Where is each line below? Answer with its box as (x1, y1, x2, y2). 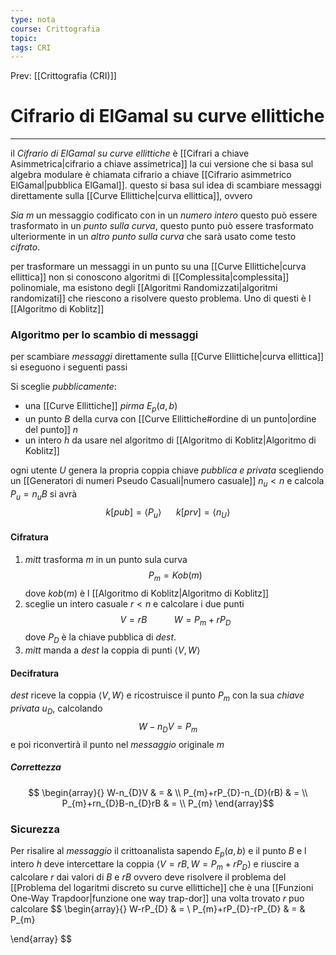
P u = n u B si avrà (10, 488, 78, 502)
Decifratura (10, 667, 60, 679)
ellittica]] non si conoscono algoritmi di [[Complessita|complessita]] (10, 271, 290, 283)
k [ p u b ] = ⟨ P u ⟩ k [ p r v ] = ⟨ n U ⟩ (105, 506, 231, 520)
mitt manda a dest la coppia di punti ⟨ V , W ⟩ (24, 644, 201, 656)
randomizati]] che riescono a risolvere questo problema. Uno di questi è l (10, 292, 312, 305)
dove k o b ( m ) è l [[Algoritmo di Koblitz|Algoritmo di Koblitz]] (24, 587, 270, 599)
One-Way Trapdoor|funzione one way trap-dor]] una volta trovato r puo (10, 892, 305, 904)
